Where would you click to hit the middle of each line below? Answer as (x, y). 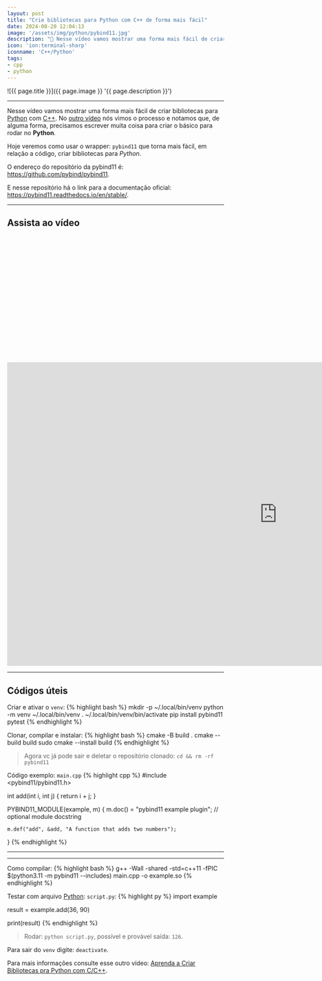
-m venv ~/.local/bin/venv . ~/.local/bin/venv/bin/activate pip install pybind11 (115, 715)
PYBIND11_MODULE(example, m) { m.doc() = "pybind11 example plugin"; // (113, 809)
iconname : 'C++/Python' (41, 52)
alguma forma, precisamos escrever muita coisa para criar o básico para (110, 125)
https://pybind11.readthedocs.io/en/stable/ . (68, 194)
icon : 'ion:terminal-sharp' (47, 45)
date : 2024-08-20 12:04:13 (46, 26)
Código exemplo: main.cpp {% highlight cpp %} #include (87, 776)
